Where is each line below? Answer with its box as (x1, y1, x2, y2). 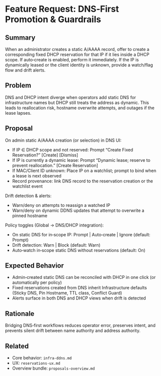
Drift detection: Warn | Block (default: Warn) (12, 242, 101, 248)
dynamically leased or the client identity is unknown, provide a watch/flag (5, 62, 153, 68)
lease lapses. (5, 110, 32, 116)
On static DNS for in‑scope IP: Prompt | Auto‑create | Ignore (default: (12, 231, 150, 237)
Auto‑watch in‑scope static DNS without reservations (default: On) (12, 247, 145, 253)
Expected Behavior (5, 261, 64, 270)
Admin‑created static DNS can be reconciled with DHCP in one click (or (12, 275, 156, 280)
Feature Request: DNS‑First (5, 3, 119, 15)
